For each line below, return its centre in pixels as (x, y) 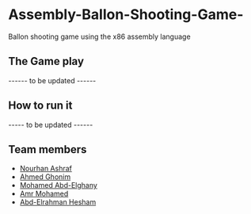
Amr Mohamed (44, 194)
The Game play (46, 61)
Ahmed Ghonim (45, 177)
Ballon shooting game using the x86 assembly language (100, 36)
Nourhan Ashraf (46, 169)
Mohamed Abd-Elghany (58, 185)
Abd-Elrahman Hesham (58, 202)
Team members (48, 149)
